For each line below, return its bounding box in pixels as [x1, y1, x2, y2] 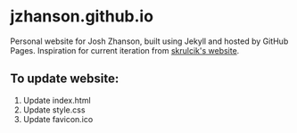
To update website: [10, 71, 120, 87]
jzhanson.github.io [10, 6, 154, 27]
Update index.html [22, 95, 92, 105]
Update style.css [22, 104, 86, 115]
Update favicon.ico [22, 113, 94, 124]
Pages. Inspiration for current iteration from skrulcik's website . [10, 45, 240, 55]
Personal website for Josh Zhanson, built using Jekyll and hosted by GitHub [10, 36, 289, 46]
